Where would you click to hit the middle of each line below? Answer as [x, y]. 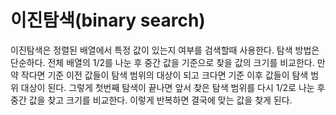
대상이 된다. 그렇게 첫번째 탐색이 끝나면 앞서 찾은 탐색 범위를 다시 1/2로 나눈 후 [173, 87]
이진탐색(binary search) [108, 20]
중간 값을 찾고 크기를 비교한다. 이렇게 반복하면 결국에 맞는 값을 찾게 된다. [151, 100]
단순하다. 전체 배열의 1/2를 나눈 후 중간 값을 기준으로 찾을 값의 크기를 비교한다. [162, 62]
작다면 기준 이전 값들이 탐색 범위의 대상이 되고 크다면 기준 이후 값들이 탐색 [164, 75]
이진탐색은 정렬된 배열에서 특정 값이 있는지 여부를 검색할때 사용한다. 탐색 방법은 [165, 50]
